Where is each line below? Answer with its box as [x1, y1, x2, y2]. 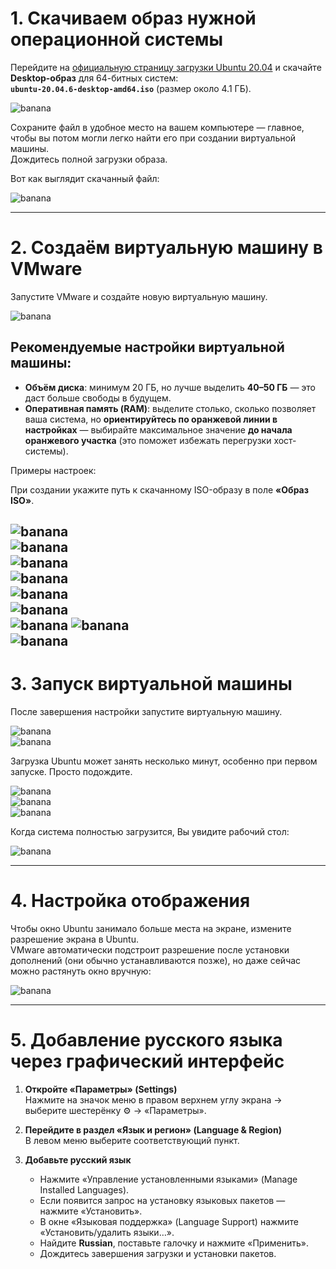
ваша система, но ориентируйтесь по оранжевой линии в [24, 413, 278, 425]
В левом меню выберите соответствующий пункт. [24, 1134, 240, 1146]
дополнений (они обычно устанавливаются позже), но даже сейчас [10, 954, 302, 966]
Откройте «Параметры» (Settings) [24, 1083, 178, 1095]
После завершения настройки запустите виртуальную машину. [10, 706, 283, 718]
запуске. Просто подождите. [10, 766, 133, 778]
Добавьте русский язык [24, 1153, 132, 1166]
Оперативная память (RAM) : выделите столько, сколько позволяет [24, 402, 317, 414]
